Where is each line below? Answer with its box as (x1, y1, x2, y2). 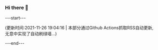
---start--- (5, 15, 26, 21)
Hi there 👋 (5, 4, 29, 11)
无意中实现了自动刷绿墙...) (5, 31, 57, 37)
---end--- (5, 40, 25, 46)
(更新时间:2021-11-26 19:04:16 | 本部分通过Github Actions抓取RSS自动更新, (5, 25, 154, 30)
